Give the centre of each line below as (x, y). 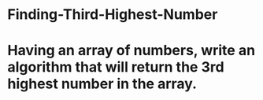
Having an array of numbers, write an (131, 51)
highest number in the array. (102, 84)
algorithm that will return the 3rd (116, 67)
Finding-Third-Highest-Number (113, 15)
